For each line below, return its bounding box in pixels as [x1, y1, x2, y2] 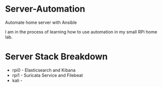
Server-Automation [5, 3, 85, 15]
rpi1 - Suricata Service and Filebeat [12, 72, 83, 78]
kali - [12, 77, 23, 83]
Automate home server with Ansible [5, 19, 77, 25]
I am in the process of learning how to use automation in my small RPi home [5, 29, 158, 35]
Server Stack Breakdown [5, 51, 108, 62]
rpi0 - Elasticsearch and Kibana [12, 67, 76, 73]
